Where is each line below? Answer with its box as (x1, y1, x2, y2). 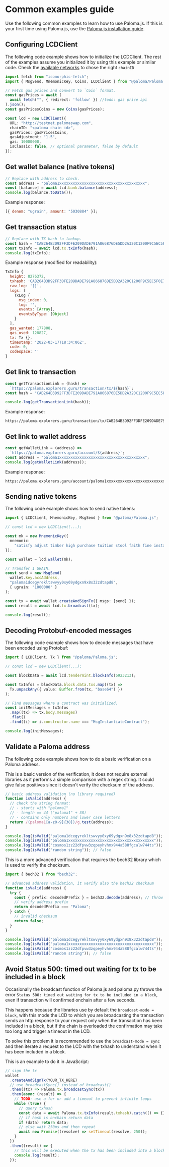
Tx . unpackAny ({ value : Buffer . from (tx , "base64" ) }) (10, 686, 123, 692)
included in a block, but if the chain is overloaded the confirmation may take (5, 1023, 162, 1029)
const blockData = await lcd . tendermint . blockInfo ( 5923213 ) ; (5, 673, 136, 678)
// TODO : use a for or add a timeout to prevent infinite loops (14, 1096, 152, 1101)
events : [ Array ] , (18, 307, 55, 312)
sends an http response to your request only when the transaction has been (5, 1017, 162, 1023)
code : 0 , (10, 344, 28, 349)
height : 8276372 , (10, 274, 46, 279)
